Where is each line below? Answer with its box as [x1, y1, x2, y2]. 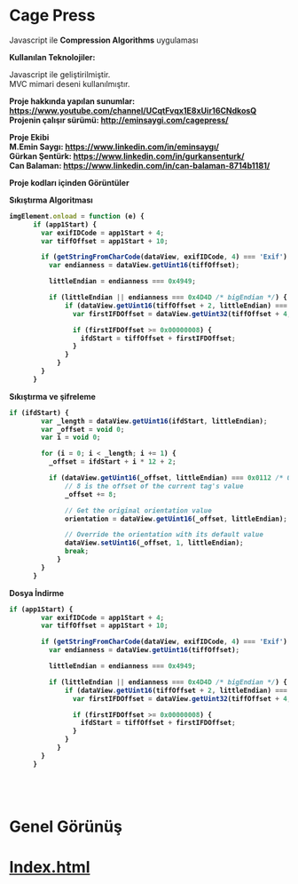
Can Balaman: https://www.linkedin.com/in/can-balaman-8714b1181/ [9, 160, 271, 171]
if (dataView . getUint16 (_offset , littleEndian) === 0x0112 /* [48, 474, 284, 482]
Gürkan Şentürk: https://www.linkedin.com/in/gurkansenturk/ [9, 150, 246, 161]
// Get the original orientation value [65, 506, 213, 515]
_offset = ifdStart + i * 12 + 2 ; [48, 458, 176, 466]
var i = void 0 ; [41, 433, 101, 442]
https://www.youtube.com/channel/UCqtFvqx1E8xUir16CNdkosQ [9, 105, 257, 115]
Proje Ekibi [9, 131, 50, 142]
